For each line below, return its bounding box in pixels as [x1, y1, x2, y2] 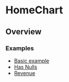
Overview [5, 27, 42, 37]
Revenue [13, 69, 36, 76]
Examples [5, 44, 34, 52]
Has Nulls [13, 63, 37, 70]
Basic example [13, 57, 50, 64]
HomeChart [5, 3, 63, 17]
